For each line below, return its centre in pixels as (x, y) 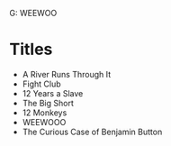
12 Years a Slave (53, 93)
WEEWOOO (44, 122)
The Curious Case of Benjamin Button (92, 132)
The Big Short (48, 103)
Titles (31, 50)
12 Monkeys (45, 113)
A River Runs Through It (67, 74)
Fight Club (41, 84)
